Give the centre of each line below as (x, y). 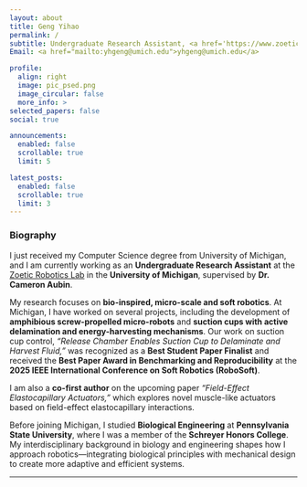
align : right (42, 77)
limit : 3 (34, 203)
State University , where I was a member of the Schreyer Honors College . (149, 434)
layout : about (37, 18)
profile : (26, 69)
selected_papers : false (55, 111)
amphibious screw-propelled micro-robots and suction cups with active (149, 322)
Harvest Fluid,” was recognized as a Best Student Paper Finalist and (139, 350)
